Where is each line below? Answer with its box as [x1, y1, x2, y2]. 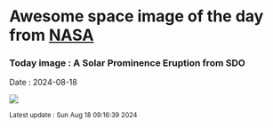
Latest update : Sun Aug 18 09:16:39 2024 [9, 111, 138, 120]
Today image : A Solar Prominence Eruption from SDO [9, 57, 246, 69]
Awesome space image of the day [9, 6, 264, 27]
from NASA [9, 25, 94, 45]
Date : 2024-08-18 [9, 77, 77, 88]
